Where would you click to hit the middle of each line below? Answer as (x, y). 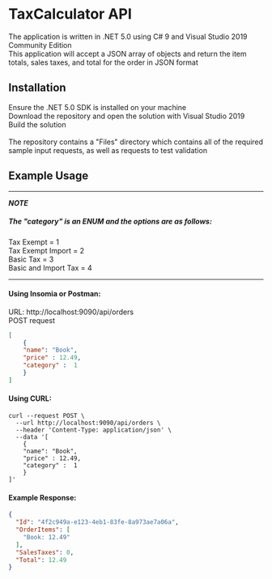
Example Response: (42, 497)
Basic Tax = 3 (31, 259)
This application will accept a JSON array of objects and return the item (127, 53)
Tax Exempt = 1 (34, 242)
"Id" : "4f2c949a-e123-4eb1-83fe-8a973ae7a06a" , (98, 522)
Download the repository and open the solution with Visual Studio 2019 (127, 116)
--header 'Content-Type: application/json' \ (94, 430)
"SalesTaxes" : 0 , (45, 552)
